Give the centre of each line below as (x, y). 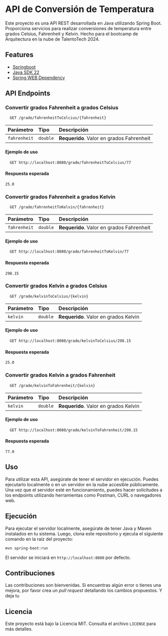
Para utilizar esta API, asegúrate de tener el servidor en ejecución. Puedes (82, 479)
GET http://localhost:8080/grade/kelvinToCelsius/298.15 (70, 341)
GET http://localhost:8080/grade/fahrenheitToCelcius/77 (70, 162)
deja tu (12, 596)
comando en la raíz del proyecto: (39, 539)
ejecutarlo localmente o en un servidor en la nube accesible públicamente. (82, 484)
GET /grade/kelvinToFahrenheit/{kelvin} (52, 385)
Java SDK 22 (26, 72)
